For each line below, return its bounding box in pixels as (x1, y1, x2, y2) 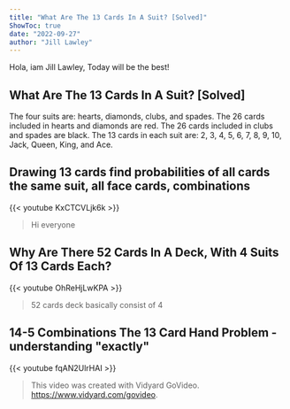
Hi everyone (30, 219, 76, 230)
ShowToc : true (9, 21, 62, 30)
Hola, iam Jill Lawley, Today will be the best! (9, 62, 170, 73)
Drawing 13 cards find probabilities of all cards (9, 165, 271, 180)
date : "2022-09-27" (9, 29, 81, 38)
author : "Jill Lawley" (9, 37, 93, 47)
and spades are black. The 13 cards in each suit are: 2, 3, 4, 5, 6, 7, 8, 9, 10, (9, 130, 282, 141)
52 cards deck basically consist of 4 (30, 299, 164, 310)
